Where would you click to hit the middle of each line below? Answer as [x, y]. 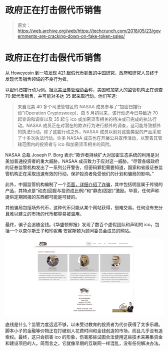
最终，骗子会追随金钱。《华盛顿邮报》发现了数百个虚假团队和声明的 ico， [80, 224]
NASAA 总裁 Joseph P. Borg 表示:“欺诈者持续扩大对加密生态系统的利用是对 [82, 155]
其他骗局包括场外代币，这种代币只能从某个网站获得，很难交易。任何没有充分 [84, 207]
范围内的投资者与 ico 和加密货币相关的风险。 [68, 144]
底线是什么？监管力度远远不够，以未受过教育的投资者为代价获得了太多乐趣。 [84, 324]
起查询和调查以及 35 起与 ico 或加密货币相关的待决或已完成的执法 [85, 119]
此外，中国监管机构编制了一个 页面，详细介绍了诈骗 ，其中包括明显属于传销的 [84, 184]
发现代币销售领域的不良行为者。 [38, 79]
